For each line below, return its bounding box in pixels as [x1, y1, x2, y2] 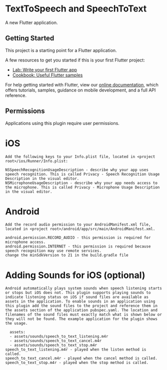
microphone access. [5, 239, 46, 245]
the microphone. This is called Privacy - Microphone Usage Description [5, 184, 160, 190]
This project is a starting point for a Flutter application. [5, 47, 117, 53]
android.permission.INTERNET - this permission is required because [5, 244, 151, 249]
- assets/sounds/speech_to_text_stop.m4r [9, 343, 97, 348]
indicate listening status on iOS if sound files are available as [5, 294, 149, 300]
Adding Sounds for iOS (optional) [5, 269, 145, 280]
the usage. [5, 321, 28, 326]
